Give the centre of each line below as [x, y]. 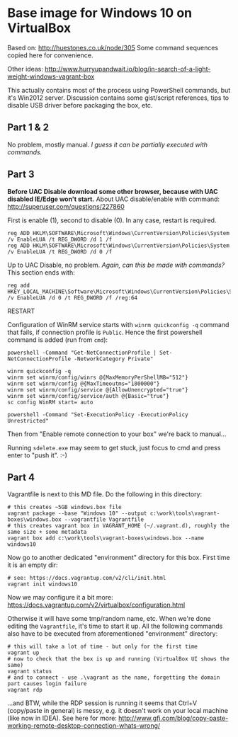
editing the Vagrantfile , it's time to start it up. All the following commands [115, 626]
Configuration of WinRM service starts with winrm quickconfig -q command [118, 324]
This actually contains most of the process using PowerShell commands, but [119, 90]
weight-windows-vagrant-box [51, 76]
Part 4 [21, 477]
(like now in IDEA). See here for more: [62, 718]
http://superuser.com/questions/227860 [66, 206]
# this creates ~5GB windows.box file [64, 508]
